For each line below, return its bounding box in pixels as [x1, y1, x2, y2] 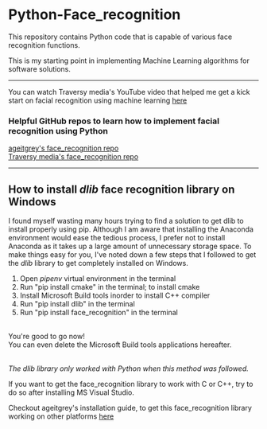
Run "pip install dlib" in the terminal [19, 299, 135, 309]
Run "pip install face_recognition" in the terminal [19, 308, 179, 318]
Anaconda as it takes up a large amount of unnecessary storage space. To [8, 241, 252, 252]
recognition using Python [8, 125, 109, 136]
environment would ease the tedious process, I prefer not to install [8, 233, 226, 243]
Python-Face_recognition [8, 6, 181, 24]
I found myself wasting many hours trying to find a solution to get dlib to [8, 216, 244, 226]
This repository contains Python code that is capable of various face [8, 32, 233, 41]
